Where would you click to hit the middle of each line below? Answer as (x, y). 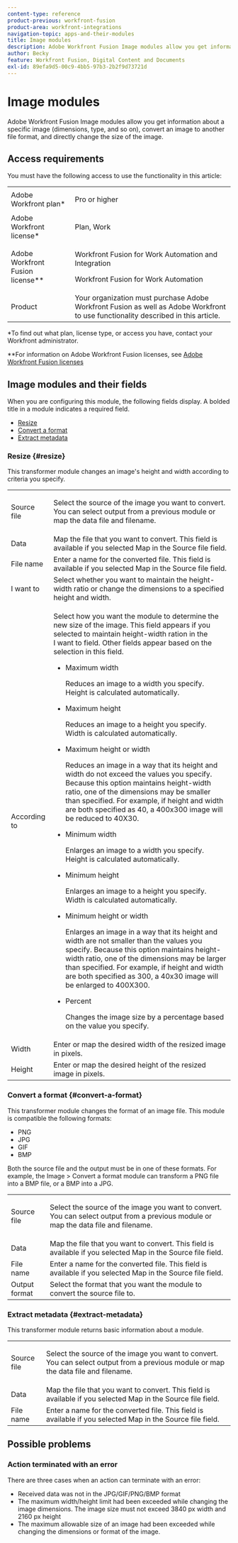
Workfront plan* (38, 204)
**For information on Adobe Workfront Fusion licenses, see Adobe (105, 355)
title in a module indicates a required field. (68, 409)
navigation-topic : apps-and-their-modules (71, 34)
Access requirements (56, 159)
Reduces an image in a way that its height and (142, 765)
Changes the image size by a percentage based (145, 1017)
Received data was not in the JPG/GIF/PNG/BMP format (99, 1493)
